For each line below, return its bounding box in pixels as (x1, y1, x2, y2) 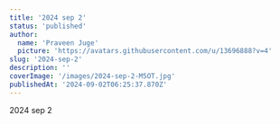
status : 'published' (9, 22, 88, 31)
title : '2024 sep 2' (9, 13, 88, 22)
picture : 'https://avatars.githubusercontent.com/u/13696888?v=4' (17, 47, 273, 56)
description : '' (9, 64, 70, 73)
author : (9, 30, 39, 39)
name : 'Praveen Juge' (17, 38, 99, 48)
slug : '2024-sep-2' (9, 55, 83, 64)
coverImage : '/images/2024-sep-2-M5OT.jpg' (9, 72, 176, 81)
